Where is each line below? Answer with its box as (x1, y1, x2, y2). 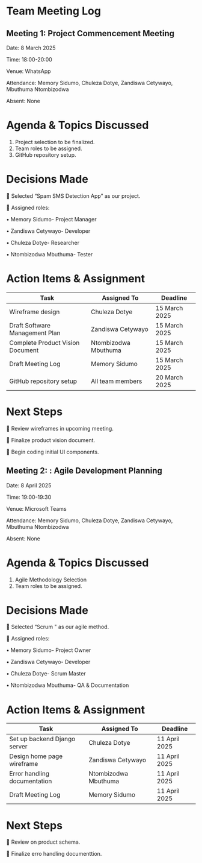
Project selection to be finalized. (14, 138, 95, 145)
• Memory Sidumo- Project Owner (6, 646, 91, 654)
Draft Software (9, 321, 51, 329)
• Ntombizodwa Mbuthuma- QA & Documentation (6, 681, 129, 689)
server (9, 742, 28, 751)
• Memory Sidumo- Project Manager (6, 215, 97, 223)
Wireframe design (9, 308, 60, 316)
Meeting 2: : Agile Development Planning (6, 466, 162, 476)
